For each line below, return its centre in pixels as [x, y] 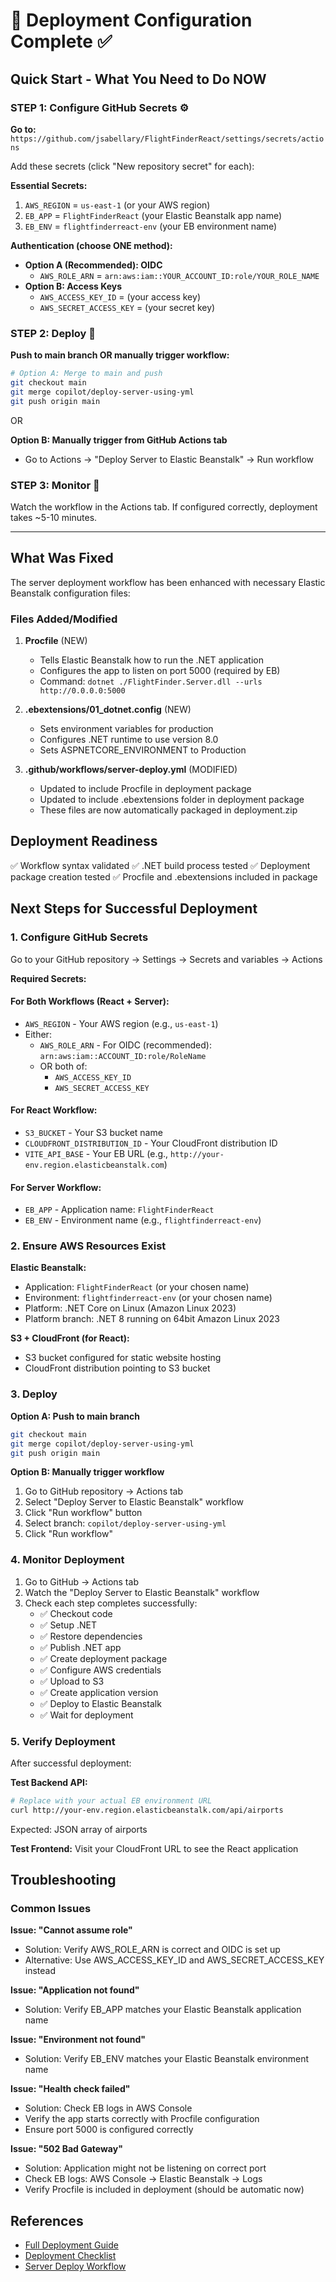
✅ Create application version [99, 1692]
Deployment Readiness [84, 841]
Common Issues [51, 1909]
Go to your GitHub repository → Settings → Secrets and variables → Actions [166, 959]
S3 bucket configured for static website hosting [123, 1358]
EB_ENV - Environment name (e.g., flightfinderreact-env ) [143, 1220]
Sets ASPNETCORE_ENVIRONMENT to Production [143, 750]
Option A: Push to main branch [75, 1416]
